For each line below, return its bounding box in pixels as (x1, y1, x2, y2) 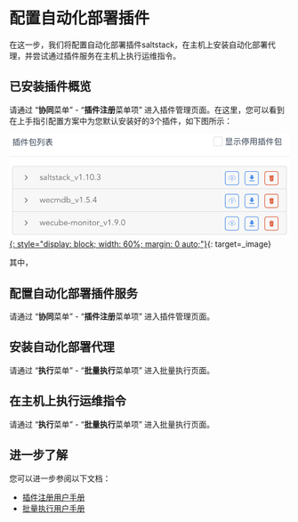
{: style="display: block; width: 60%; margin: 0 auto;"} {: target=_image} (9, 239, 271, 249)
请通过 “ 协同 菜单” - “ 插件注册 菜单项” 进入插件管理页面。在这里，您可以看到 (9, 104, 285, 115)
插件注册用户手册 (21, 492, 85, 502)
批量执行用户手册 (21, 502, 85, 513)
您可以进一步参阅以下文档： (9, 473, 111, 484)
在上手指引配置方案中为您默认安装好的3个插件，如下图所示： (9, 115, 233, 126)
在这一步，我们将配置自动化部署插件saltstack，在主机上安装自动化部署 (9, 39, 269, 50)
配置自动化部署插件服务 (9, 286, 138, 301)
